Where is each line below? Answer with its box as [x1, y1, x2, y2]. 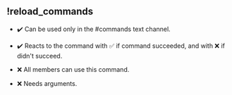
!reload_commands [6, 6, 94, 18]
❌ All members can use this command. [16, 65, 130, 73]
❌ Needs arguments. [16, 79, 78, 87]
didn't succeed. [16, 51, 63, 60]
